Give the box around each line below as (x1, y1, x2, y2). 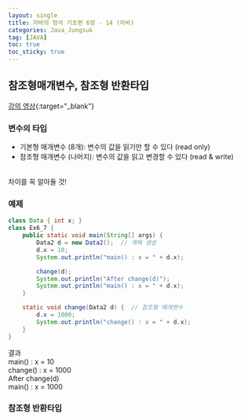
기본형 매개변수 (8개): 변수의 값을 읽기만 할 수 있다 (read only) (19, 142, 210, 152)
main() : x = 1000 (8, 382, 63, 391)
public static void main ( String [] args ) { (22, 232, 163, 239)
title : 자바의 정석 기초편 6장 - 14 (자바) (8, 19, 135, 27)
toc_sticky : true (8, 48, 65, 56)
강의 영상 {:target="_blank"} (8, 101, 95, 111)
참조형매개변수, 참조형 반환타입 (8, 79, 149, 93)
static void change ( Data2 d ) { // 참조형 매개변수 (22, 304, 183, 312)
